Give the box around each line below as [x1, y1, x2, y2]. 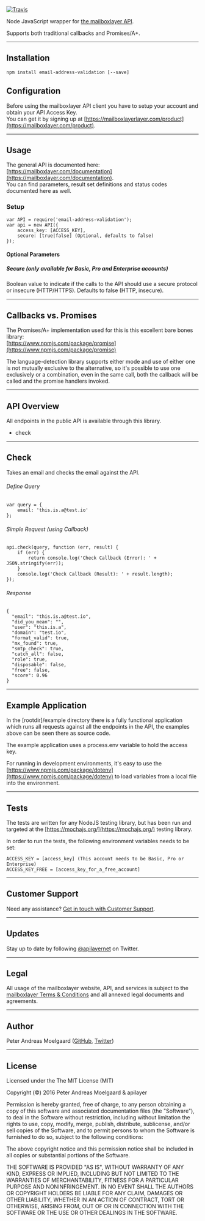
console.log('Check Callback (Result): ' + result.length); [17, 571, 173, 577]
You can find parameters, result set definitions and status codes [6, 181, 168, 188]
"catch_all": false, [12, 651, 64, 658]
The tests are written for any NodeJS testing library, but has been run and [6, 819, 192, 826]
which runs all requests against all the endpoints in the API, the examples [6, 723, 190, 731]
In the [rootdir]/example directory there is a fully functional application [6, 716, 183, 724]
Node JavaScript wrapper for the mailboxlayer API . [6, 18, 134, 24]
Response [6, 589, 32, 596]
